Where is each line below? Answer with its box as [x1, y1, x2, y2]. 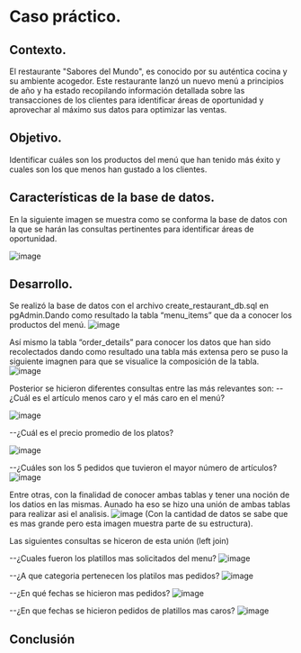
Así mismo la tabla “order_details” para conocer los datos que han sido [9, 337, 271, 348]
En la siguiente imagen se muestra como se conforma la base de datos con [9, 213, 288, 224]
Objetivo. [9, 131, 63, 146]
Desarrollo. [9, 277, 74, 292]
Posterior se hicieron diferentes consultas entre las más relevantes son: [9, 383, 274, 394]
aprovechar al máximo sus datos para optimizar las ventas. [9, 104, 227, 114]
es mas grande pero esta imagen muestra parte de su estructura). [9, 518, 253, 529]
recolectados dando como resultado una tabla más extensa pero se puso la [9, 347, 288, 358]
